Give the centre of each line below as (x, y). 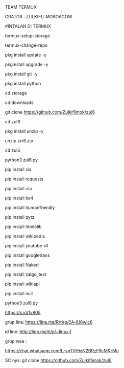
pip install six (18, 169)
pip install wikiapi (23, 284)
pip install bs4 (19, 198)
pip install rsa (19, 188)
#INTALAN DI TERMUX (28, 26)
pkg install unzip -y (25, 131)
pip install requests (24, 179)
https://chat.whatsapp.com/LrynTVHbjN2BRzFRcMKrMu (62, 351)
